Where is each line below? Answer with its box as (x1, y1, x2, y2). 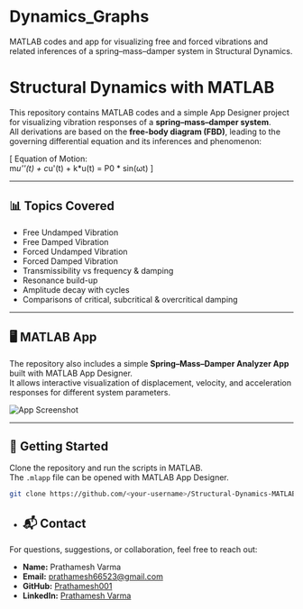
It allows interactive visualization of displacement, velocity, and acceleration (9, 377, 291, 388)
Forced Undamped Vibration (22, 246, 128, 257)
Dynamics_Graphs (9, 6, 150, 27)
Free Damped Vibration (22, 236, 109, 247)
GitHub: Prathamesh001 (22, 581, 113, 591)
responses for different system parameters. (9, 386, 171, 397)
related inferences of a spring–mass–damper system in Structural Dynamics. (9, 45, 293, 56)
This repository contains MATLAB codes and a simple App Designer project (9, 106, 290, 118)
